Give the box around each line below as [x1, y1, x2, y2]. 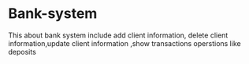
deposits [8, 47, 37, 56]
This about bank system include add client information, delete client [8, 30, 229, 40]
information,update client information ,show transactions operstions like [8, 38, 242, 48]
